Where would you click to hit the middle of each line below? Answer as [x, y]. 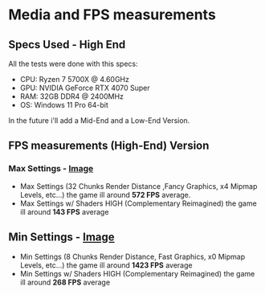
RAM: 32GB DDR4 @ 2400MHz [72, 96]
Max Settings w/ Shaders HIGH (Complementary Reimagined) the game [138, 203]
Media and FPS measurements [112, 15]
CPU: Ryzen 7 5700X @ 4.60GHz [75, 79]
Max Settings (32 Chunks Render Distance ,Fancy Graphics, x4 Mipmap [139, 186]
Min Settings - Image [61, 238]
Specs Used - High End [67, 45]
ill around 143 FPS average [64, 211]
